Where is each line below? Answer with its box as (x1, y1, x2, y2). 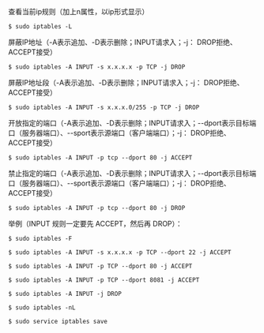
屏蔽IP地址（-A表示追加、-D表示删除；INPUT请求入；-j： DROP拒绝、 (8, 38, 237, 47)
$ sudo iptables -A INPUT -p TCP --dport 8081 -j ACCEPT (8, 276, 200, 284)
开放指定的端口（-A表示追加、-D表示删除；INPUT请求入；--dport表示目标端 (8, 118, 257, 128)
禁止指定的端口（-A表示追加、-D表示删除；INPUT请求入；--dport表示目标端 (8, 169, 257, 178)
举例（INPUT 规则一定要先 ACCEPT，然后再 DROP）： (8, 219, 183, 228)
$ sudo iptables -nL (8, 304, 77, 312)
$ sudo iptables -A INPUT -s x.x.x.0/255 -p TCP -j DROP (8, 103, 200, 111)
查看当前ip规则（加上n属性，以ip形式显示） (8, 7, 149, 16)
